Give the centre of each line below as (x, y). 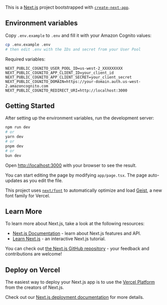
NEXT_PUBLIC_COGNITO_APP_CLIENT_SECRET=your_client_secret (69, 77)
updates (14, 180)
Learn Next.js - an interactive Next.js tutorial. (59, 239)
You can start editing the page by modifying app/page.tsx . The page (76, 175)
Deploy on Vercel (33, 270)
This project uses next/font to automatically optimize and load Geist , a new (84, 190)
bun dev (13, 156)
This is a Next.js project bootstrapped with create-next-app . (68, 7)
